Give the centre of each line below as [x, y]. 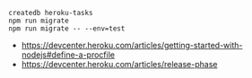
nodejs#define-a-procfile [68, 55]
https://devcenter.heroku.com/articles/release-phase [119, 64]
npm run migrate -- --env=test [67, 29]
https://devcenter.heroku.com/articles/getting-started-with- [132, 45]
